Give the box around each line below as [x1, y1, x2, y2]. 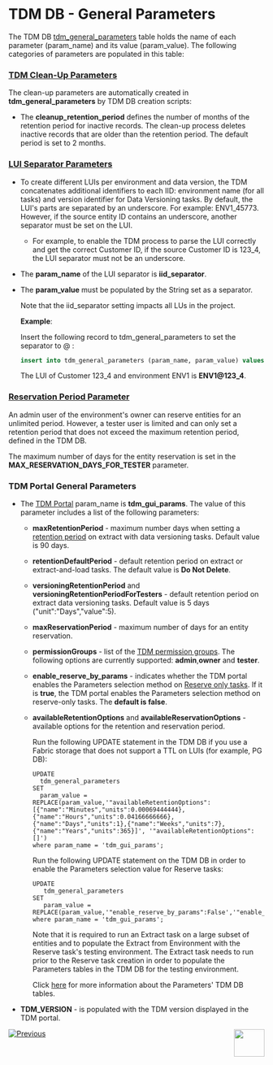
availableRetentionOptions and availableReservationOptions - [32, 713, 246, 722]
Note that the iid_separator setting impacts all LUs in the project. [19, 300, 236, 310]
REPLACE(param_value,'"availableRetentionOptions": [32, 798, 211, 806]
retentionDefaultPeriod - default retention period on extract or [32, 556, 244, 566]
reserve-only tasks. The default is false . [32, 697, 168, 706]
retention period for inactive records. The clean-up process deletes [19, 121, 246, 131]
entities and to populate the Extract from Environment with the [32, 938, 241, 948]
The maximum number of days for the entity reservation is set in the [8, 451, 236, 461]
